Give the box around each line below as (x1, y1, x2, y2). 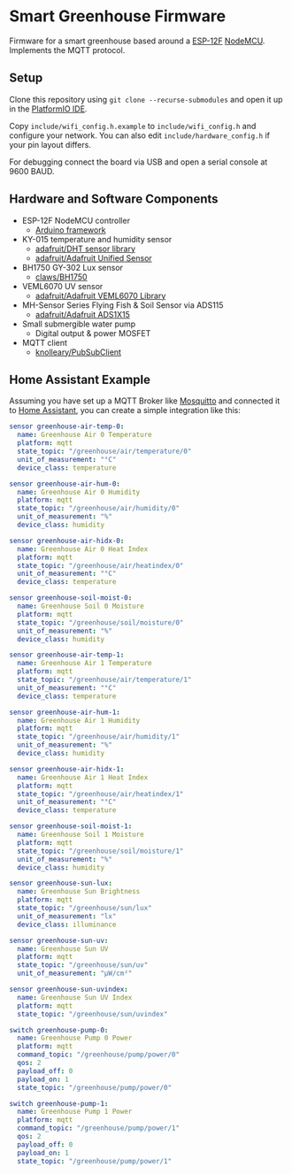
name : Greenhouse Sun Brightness (17, 887, 141, 896)
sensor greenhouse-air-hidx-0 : (9, 536, 125, 545)
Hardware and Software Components (9, 192, 219, 207)
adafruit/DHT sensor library (35, 243, 135, 254)
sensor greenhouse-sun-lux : (9, 879, 113, 888)
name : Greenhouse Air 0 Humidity (17, 487, 141, 496)
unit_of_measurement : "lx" (17, 911, 117, 921)
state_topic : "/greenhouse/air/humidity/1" (17, 733, 180, 741)
